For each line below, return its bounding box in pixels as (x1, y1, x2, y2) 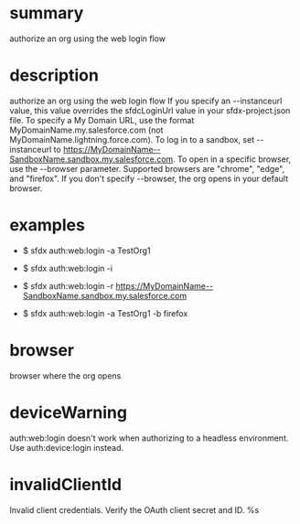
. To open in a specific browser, (172, 154, 292, 165)
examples (9, 215, 85, 236)
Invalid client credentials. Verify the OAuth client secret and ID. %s (9, 504, 260, 515)
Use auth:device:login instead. (9, 442, 124, 453)
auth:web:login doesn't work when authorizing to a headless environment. (9, 433, 289, 444)
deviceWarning (9, 401, 128, 422)
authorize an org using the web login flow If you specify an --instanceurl (9, 95, 283, 106)
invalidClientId (9, 474, 122, 495)
